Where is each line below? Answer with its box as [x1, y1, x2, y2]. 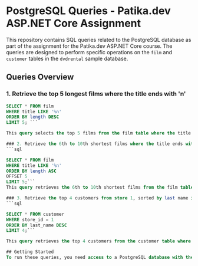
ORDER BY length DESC [6, 114, 60, 120]
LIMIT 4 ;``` [6, 228, 35, 234]
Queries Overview [6, 72, 74, 82]
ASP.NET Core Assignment [6, 17, 141, 30]
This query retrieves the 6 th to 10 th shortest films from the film [6, 185, 178, 191]
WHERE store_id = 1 [6, 216, 54, 222]
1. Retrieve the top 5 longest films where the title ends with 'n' [6, 90, 186, 98]
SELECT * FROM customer [6, 211, 65, 217]
